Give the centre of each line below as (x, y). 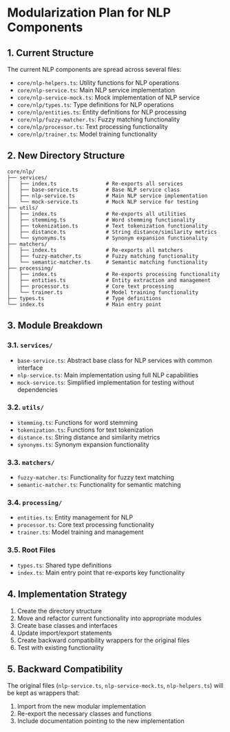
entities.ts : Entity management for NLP (75, 517)
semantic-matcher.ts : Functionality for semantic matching (99, 485)
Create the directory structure (59, 611)
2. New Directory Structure (66, 156)
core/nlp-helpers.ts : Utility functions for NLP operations (98, 83)
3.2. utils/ (26, 407)
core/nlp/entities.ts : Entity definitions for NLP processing (102, 112)
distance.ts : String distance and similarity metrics (88, 437)
